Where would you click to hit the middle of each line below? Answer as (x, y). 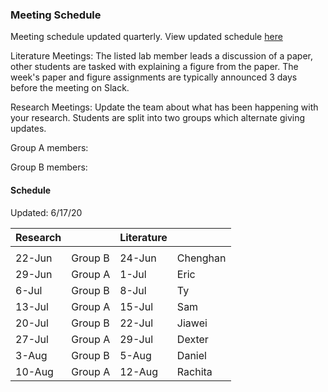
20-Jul (32, 323)
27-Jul (32, 339)
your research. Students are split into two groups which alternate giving (158, 118)
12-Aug (139, 371)
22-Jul (136, 323)
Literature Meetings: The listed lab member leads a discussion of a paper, (161, 56)
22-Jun (34, 258)
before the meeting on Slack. (70, 88)
